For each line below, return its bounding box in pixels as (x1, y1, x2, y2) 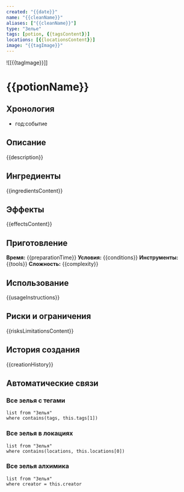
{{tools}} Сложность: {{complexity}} (6, 260, 99, 268)
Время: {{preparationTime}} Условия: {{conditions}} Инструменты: (6, 254, 179, 261)
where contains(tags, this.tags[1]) (6, 415, 98, 421)
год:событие (14, 120, 48, 127)
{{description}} (6, 153, 43, 160)
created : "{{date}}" (6, 8, 58, 15)
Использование (6, 278, 69, 288)
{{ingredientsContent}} (6, 187, 63, 194)
